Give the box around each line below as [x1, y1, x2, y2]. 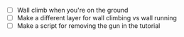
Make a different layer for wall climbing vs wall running [16, 14, 177, 22]
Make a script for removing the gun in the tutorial [16, 22, 161, 30]
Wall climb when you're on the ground [16, 6, 129, 14]
